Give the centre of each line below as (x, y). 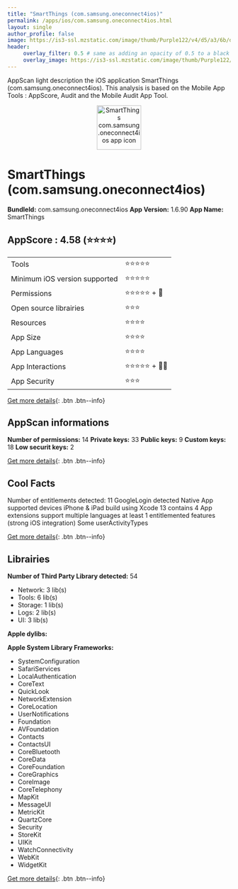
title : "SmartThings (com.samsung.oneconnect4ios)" (85, 14)
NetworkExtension (45, 699)
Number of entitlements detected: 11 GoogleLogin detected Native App (110, 500)
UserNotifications (43, 714)
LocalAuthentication (47, 676)
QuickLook (33, 691)
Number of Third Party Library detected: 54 (73, 576)
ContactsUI (34, 744)
